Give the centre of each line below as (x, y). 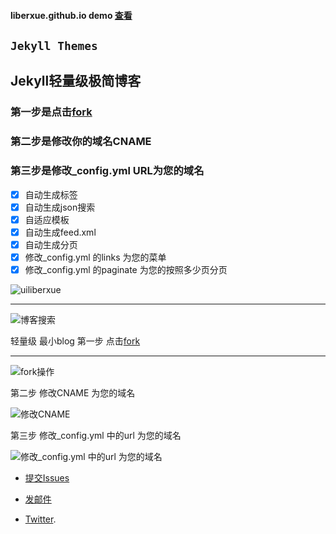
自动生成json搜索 (60, 207)
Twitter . (40, 519)
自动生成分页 (51, 244)
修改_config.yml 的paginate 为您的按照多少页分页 (126, 269)
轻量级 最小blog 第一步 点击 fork (75, 341)
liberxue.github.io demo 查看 (71, 15)
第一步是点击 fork (51, 112)
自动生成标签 (51, 194)
